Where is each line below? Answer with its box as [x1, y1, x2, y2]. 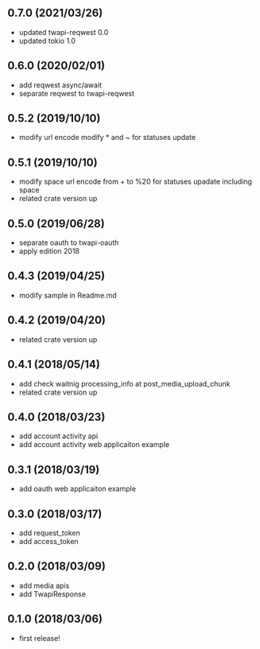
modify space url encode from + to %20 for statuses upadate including [18, 177, 252, 186]
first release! [18, 633, 60, 643]
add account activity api [18, 431, 99, 441]
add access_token [18, 536, 79, 546]
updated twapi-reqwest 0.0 [18, 27, 109, 37]
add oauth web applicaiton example [18, 484, 137, 494]
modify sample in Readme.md [18, 290, 117, 300]
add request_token [18, 528, 80, 538]
